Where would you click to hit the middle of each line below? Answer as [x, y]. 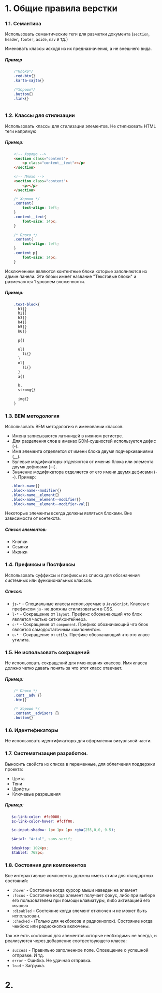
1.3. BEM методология [32, 416]
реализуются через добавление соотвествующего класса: [66, 941]
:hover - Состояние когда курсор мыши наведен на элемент [75, 890]
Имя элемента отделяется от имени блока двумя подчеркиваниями [83, 451]
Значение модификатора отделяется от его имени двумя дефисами [82, 472]
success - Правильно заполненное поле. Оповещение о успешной [80, 950]
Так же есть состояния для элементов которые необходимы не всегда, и [81, 935]
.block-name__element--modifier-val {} [51, 504]
